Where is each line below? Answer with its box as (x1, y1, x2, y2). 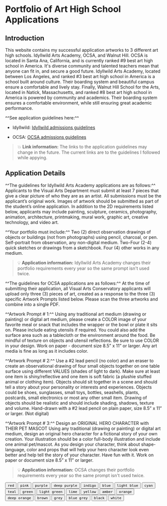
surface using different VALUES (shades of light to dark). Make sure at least (5, 368, 160, 374)
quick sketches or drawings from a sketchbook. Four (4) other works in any (5, 245, 160, 251)
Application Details (5, 169, 66, 178)
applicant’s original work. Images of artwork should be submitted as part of (5, 198, 159, 204)
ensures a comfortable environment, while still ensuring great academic (5, 100, 152, 105)
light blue (116, 483, 138, 488)
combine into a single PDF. (5, 301, 60, 307)
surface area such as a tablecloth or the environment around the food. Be (5, 332, 156, 338)
